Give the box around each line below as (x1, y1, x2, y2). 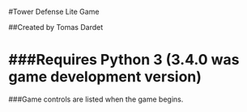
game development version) (8, 68, 202, 86)
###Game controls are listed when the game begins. (8, 94, 184, 104)
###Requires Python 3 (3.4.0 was (8, 51, 240, 69)
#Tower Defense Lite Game (8, 7, 100, 16)
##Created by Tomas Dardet (8, 23, 104, 31)
